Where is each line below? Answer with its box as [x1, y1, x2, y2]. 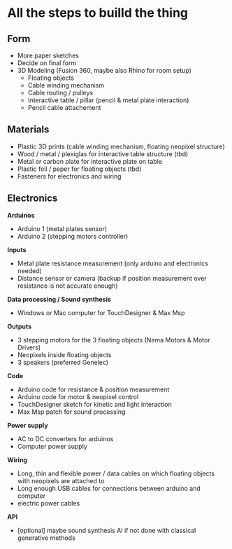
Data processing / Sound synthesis [7, 295, 112, 303]
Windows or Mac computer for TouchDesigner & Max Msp [17, 308, 185, 317]
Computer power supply [17, 442, 87, 450]
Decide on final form [17, 59, 77, 67]
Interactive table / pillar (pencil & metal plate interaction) [27, 96, 189, 104]
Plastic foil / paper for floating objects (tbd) [17, 165, 142, 173]
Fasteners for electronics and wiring [17, 172, 122, 180]
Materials [7, 124, 50, 136]
